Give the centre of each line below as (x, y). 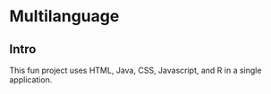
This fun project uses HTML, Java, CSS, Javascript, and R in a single (135, 70)
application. (31, 80)
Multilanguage (64, 16)
